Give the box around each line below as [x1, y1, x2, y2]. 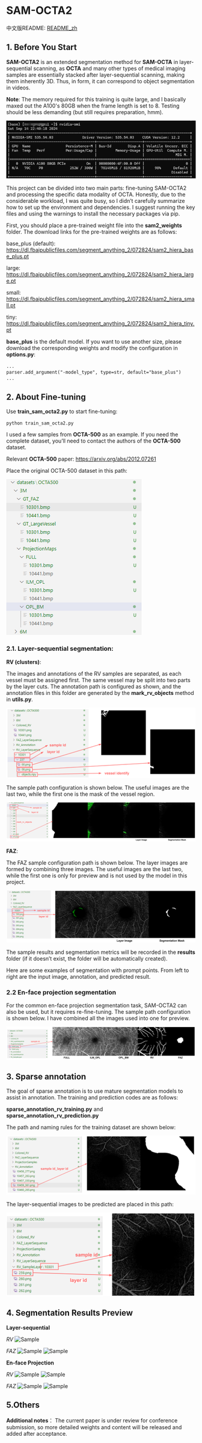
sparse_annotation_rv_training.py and [6, 1105, 103, 1113]
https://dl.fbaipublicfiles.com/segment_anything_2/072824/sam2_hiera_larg [6, 271, 194, 278]
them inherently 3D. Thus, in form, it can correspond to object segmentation [6, 77, 195, 85]
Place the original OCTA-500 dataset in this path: [6, 467, 127, 475]
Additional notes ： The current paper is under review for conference [6, 1416, 178, 1424]
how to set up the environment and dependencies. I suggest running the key [6, 203, 195, 211]
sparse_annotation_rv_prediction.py [6, 1112, 99, 1119]
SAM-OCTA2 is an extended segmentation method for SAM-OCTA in [6, 58, 179, 65]
